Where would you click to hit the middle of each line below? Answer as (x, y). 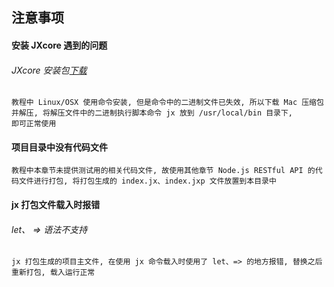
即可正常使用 (34, 124)
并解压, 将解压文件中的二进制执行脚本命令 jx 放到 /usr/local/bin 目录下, (152, 113)
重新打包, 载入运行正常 (53, 273)
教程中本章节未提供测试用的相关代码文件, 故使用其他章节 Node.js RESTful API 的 (163, 171)
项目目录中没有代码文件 (59, 147)
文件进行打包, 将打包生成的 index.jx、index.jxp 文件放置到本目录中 (147, 181)
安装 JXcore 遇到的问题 (59, 45)
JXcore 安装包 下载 (49, 70)
